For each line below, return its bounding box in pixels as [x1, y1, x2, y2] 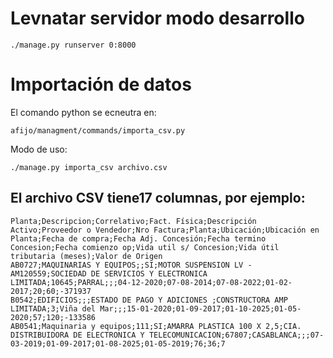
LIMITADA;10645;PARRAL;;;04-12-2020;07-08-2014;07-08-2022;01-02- [10, 277, 293, 287]
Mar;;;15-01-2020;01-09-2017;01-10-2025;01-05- [99, 303, 302, 314]
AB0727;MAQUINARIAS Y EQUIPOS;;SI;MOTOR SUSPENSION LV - [10, 260, 253, 270]
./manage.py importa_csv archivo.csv [10, 162, 168, 172]
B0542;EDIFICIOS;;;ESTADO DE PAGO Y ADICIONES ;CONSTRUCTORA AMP [10, 295, 288, 305]
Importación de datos [10, 73, 192, 96]
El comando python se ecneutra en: [10, 106, 157, 118]
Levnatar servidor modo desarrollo [10, 7, 305, 30]
